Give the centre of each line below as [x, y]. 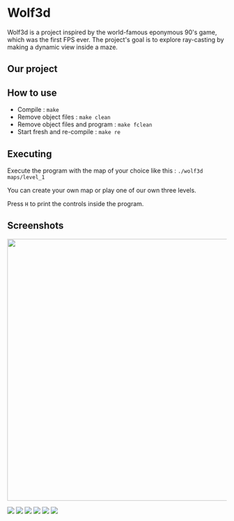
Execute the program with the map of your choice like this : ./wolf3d [105, 170]
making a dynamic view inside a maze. [63, 47]
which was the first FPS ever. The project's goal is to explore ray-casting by [116, 39]
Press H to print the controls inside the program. [76, 203]
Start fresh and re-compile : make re [69, 132]
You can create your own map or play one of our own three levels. [102, 190]
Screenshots [36, 226]
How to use [32, 93]
